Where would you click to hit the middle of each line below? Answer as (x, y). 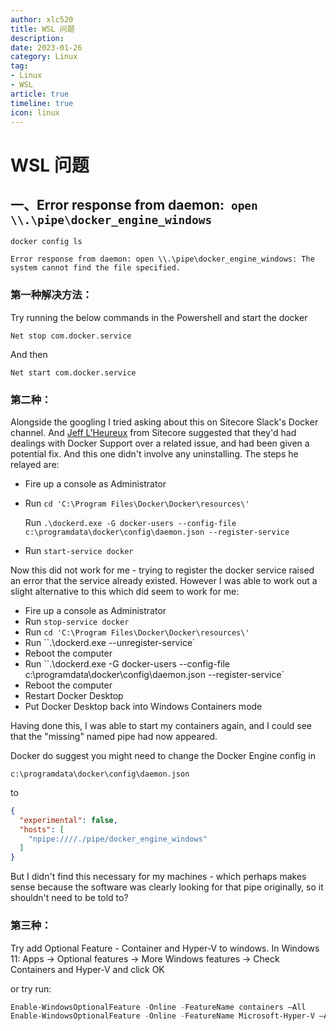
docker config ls (46, 242)
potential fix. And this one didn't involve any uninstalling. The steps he (154, 453)
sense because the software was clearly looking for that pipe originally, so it (167, 887)
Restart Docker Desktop (74, 695)
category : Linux (44, 57)
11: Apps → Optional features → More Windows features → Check (145, 958)
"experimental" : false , (68, 820)
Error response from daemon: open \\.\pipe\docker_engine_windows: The (162, 259)
